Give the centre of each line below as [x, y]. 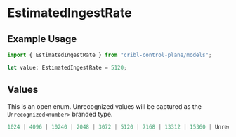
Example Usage [42, 39]
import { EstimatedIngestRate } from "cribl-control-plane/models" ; [110, 55]
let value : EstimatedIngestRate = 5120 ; [67, 67]
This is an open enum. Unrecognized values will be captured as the [105, 106]
